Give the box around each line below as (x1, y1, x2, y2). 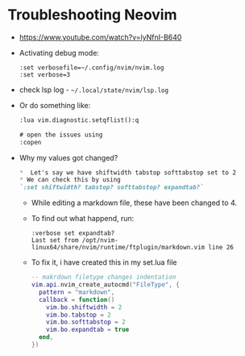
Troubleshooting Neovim (7, 6, 178, 24)
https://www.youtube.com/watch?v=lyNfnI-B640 (19, 32, 182, 42)
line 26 (208, 244, 235, 252)
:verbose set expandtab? (31, 229, 115, 237)
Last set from (31, 237, 79, 245)
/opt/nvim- (81, 237, 118, 245)
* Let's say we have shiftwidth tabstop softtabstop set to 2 (19, 168, 237, 177)
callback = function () (38, 295, 115, 304)
